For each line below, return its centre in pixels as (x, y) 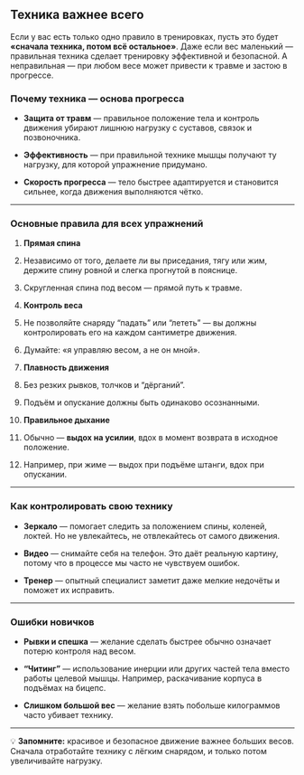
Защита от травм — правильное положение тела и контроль (141, 118)
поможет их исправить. (69, 590)
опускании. (45, 475)
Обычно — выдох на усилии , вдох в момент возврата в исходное (151, 438)
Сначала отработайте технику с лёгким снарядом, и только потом (138, 751)
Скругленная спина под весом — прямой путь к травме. (133, 288)
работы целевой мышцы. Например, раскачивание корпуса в (143, 678)
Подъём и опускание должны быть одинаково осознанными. (141, 402)
